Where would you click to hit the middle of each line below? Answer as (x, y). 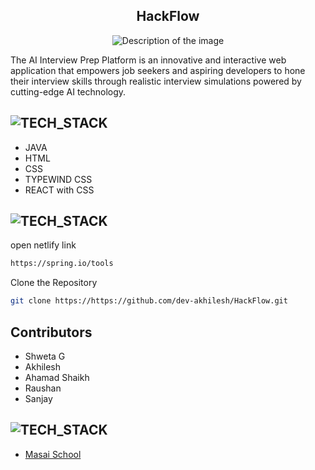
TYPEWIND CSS (58, 179)
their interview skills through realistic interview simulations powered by (156, 81)
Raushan (43, 388)
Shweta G (45, 356)
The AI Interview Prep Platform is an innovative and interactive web (148, 60)
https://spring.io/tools (62, 264)
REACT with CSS (59, 190)
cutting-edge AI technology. (68, 91)
